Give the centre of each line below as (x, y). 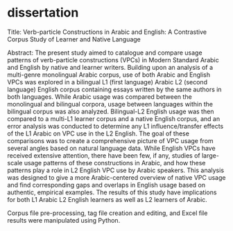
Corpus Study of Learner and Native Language (74, 39)
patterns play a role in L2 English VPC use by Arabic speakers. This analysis (115, 170)
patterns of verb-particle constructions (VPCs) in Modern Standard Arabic (113, 59)
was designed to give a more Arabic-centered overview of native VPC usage (116, 177)
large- (210, 155)
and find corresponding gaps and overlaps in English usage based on (106, 185)
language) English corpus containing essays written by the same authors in (114, 89)
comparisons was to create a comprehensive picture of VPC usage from (110, 140)
